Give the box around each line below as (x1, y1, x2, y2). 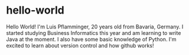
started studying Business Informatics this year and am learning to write (6, 29, 181, 36)
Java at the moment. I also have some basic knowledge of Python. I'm (6, 35, 177, 43)
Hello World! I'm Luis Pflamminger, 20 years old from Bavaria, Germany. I (6, 23, 184, 30)
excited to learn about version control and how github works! (6, 42, 155, 49)
